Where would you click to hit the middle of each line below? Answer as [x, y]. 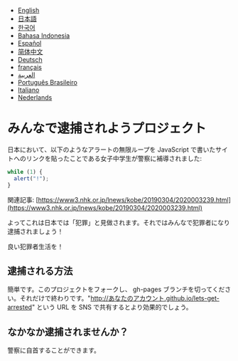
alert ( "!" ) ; [32, 178]
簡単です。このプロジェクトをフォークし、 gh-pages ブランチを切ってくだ [116, 289]
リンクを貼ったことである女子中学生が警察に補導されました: [114, 158]
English [28, 10]
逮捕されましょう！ [36, 231]
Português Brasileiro [48, 82]
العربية [26, 75]
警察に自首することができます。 [54, 350]
